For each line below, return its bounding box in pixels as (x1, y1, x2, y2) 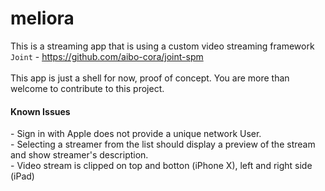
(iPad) (10, 170, 35, 182)
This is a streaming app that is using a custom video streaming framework (10, 40, 315, 52)
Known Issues (10, 105, 71, 117)
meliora (10, 7, 75, 30)
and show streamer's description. (10, 149, 149, 161)
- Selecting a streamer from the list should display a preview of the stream (10, 138, 316, 151)
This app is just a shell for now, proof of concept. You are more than (10, 72, 290, 84)
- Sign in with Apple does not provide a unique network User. (10, 128, 262, 140)
